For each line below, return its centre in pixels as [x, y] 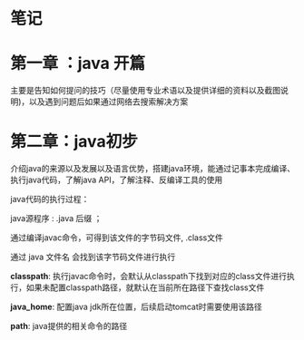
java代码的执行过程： [50, 199]
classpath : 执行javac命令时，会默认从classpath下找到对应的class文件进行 [148, 277]
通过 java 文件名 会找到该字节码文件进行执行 [93, 257]
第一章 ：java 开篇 [78, 63]
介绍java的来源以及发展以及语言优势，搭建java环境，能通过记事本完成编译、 [153, 169]
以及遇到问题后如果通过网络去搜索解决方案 [109, 102]
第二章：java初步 [74, 142]
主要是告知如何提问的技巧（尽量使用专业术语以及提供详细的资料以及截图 [145, 91]
